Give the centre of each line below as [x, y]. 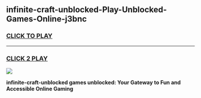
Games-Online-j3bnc [47, 19]
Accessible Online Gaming [40, 88]
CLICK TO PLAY [29, 36]
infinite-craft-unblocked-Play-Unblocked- [87, 10]
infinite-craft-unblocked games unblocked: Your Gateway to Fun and [94, 82]
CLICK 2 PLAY [27, 58]
